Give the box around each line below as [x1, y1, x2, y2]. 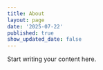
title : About [7, 10, 45, 17]
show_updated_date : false [7, 36, 82, 43]
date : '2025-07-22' [7, 23, 64, 30]
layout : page [7, 17, 45, 24]
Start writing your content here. [7, 55, 97, 63]
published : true [7, 29, 54, 37]
